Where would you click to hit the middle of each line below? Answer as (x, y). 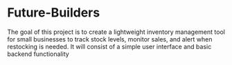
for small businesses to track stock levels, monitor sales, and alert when (110, 39)
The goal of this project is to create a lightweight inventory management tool (116, 32)
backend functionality (38, 54)
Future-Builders (54, 13)
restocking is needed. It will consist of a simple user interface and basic (109, 46)
